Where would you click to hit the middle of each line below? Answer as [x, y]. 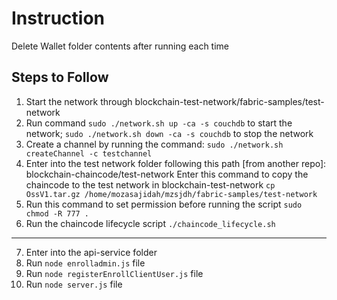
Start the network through [79, 101]
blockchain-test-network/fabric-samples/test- [229, 101]
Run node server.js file [74, 284]
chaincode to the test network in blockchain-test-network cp [150, 184]
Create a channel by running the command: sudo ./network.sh [154, 144]
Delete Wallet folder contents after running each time [120, 46]
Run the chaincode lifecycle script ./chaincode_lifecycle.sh [150, 223]
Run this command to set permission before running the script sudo [164, 204]
